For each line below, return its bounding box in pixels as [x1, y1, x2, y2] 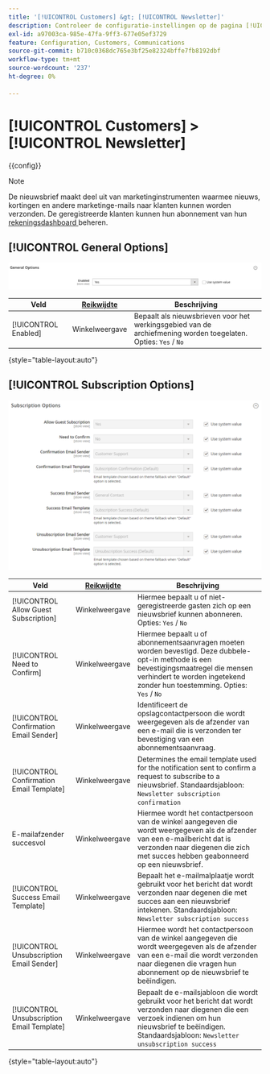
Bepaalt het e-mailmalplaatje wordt [137, 871, 255, 881]
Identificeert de [137, 700, 189, 710]
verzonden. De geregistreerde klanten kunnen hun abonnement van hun [8, 209, 247, 218]
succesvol [11, 838, 46, 848]
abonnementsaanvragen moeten [137, 637, 245, 648]
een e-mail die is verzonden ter [137, 726, 242, 736]
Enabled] [11, 329, 42, 338]
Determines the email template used [137, 754, 257, 764]
